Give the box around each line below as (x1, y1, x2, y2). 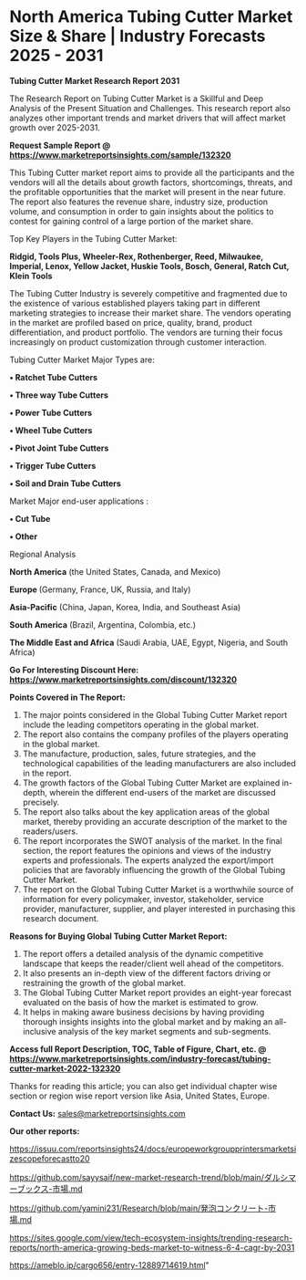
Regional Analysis (9, 548, 76, 559)
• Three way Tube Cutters (9, 390, 109, 401)
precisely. (22, 796, 60, 807)
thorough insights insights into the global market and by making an (22, 1015, 273, 1027)
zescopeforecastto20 (9, 1152, 90, 1164)
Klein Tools (9, 270, 53, 281)
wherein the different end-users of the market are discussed (48, 786, 276, 797)
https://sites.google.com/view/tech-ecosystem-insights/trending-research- (9, 1232, 293, 1243)
